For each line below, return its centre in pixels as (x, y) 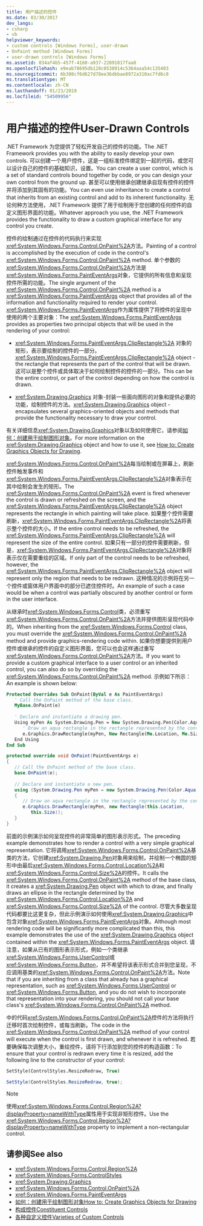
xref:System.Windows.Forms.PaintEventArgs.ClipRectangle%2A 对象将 (105, 550)
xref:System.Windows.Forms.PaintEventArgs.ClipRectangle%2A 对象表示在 (99, 479)
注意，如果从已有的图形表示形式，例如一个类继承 (67, 949)
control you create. (30, 226)
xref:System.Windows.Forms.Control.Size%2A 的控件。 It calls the (87, 873)
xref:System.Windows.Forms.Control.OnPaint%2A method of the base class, (101, 879)
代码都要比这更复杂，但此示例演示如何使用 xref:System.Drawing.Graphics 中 (100, 913)
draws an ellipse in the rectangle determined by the (70, 892)
